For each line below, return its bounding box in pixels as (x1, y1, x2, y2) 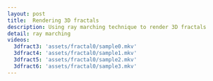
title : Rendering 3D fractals (7, 17, 99, 24)
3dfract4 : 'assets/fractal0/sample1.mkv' (13, 50, 138, 57)
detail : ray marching (7, 30, 71, 37)
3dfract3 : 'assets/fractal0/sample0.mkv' (13, 43, 138, 50)
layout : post (7, 10, 46, 18)
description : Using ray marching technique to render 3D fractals (7, 23, 207, 30)
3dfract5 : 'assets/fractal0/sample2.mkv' (13, 56, 138, 63)
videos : (7, 37, 30, 44)
